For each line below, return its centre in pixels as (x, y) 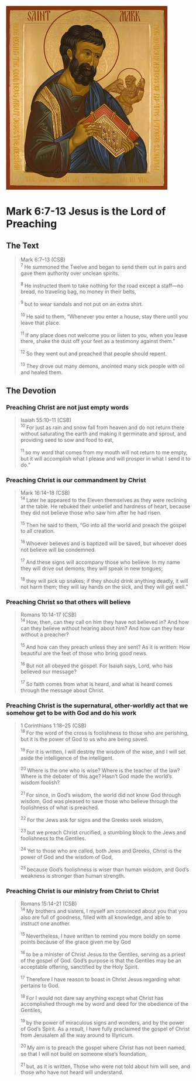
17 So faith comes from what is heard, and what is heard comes (96, 684)
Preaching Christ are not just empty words (68, 407)
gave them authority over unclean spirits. (70, 273)
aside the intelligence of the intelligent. (67, 758)
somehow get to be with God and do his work (71, 713)
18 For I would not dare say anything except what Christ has (92, 997)
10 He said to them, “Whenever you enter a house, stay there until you (104, 315)
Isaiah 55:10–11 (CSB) (46, 420)
